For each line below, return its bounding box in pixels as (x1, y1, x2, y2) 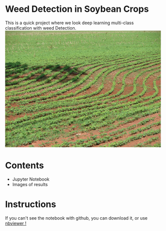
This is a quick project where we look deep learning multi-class (5, 20, 134, 26)
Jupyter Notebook (12, 176, 49, 182)
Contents (5, 160, 44, 171)
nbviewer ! (5, 220, 27, 226)
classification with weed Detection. (5, 25, 77, 31)
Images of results (12, 181, 48, 187)
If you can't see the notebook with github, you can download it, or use (5, 215, 148, 221)
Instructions (5, 199, 56, 210)
